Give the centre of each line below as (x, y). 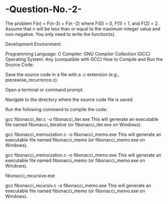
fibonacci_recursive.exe (30, 176)
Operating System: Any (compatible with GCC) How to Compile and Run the (84, 59)
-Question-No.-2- (44, 9)
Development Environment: (34, 44)
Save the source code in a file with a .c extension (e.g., (62, 74)
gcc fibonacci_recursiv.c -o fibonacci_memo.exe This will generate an (78, 185)
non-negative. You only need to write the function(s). (60, 34)
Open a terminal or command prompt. (45, 89)
